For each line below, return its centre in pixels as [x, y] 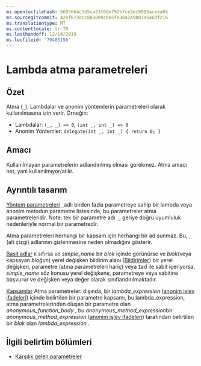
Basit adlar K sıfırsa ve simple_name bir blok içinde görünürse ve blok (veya [99, 254]
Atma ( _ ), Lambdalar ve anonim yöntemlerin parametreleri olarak [86, 107]
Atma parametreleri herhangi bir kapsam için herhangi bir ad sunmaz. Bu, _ [99, 236]
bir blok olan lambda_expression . [48, 323]
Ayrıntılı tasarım [37, 190]
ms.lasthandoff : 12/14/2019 [42, 34]
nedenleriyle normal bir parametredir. [52, 223]
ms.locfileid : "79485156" [39, 40]
